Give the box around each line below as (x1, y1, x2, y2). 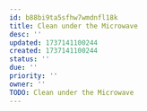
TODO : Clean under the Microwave (9, 88, 134, 97)
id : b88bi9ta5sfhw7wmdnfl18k (9, 13, 118, 22)
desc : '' (9, 30, 42, 38)
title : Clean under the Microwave (9, 21, 139, 30)
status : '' (9, 55, 50, 64)
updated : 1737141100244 (9, 38, 99, 47)
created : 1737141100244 (9, 47, 99, 55)
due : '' (9, 64, 39, 73)
